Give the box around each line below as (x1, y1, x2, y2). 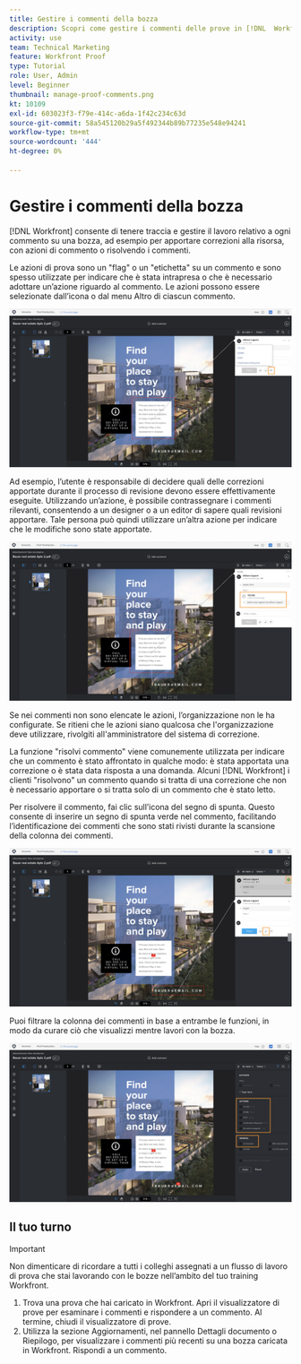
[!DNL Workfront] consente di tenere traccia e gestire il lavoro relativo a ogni (9, 225, 291, 237)
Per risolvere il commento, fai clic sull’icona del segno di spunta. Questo (9, 801, 275, 812)
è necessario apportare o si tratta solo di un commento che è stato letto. (9, 784, 276, 795)
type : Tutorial (9, 62, 66, 71)
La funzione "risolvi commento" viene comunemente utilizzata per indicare (9, 746, 285, 756)
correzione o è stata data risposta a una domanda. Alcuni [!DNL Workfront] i (9, 764, 290, 775)
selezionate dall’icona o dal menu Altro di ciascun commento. (9, 290, 236, 301)
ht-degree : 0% (9, 147, 63, 156)
